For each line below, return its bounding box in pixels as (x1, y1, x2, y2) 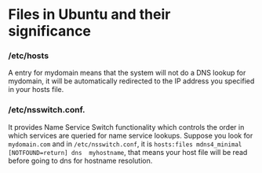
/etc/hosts (8, 50, 49, 61)
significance (8, 22, 92, 40)
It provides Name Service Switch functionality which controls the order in (8, 122, 245, 131)
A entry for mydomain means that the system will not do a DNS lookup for (8, 68, 246, 78)
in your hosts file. (8, 85, 64, 94)
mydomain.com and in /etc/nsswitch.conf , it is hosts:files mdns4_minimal (8, 139, 242, 149)
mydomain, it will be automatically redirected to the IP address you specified (8, 76, 255, 86)
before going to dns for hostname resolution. (8, 156, 153, 165)
